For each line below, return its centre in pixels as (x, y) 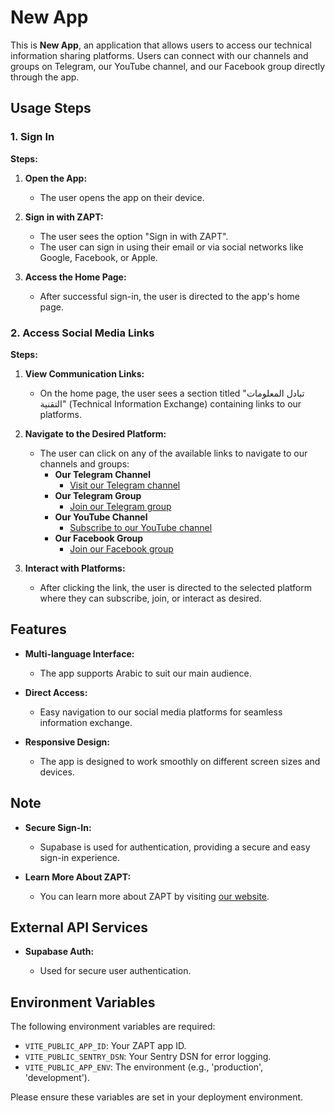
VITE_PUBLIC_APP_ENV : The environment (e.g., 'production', (144, 1067)
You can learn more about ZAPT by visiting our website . (154, 896)
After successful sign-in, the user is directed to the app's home (170, 296)
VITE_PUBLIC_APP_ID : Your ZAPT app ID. (105, 1046)
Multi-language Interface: (79, 653)
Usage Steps (51, 108)
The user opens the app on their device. (122, 197)
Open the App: (56, 178)
